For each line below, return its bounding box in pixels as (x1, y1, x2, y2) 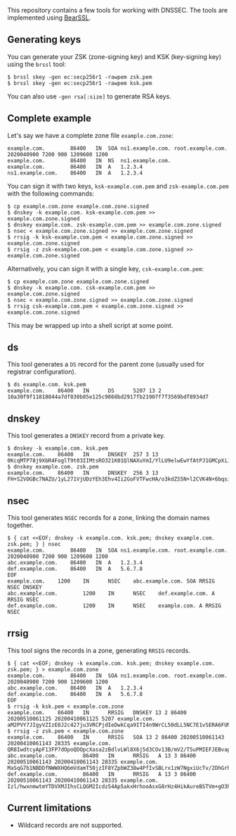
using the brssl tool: (7, 60, 67, 68)
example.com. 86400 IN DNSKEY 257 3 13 (7, 451, 159, 458)
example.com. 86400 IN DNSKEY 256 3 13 (7, 469, 159, 477)
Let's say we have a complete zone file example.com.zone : (7, 131, 174, 139)
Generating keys (7, 34, 81, 46)
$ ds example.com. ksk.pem (7, 381, 86, 388)
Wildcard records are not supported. (17, 821, 124, 829)
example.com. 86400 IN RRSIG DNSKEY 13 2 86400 (7, 709, 188, 716)
